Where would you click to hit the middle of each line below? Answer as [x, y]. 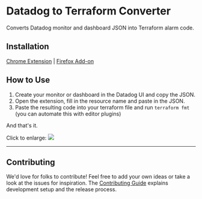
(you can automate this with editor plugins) [68, 114]
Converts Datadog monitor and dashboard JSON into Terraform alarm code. [100, 28]
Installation [28, 47]
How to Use [28, 80]
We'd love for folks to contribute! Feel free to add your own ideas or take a [98, 177]
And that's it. [22, 125]
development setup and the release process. [62, 189]
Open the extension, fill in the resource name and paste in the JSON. [100, 101]
